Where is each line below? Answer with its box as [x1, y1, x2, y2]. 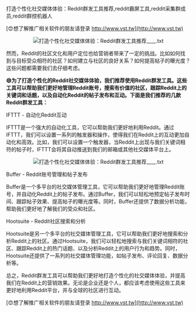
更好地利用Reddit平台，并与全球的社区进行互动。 [6, 287, 125, 293]
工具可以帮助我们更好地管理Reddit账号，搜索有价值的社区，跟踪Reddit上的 [6, 84, 187, 91]
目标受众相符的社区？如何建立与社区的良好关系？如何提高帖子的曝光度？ [16, 57, 191, 64]
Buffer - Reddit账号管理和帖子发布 [6, 171, 88, 178]
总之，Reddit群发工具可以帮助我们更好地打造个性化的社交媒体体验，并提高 [6, 272, 186, 279]
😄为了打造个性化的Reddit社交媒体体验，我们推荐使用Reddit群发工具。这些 [6, 77, 187, 84]
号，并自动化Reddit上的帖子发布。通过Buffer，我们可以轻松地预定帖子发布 [6, 191, 185, 198]
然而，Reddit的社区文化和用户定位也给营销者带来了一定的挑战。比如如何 [6, 50, 181, 57]
